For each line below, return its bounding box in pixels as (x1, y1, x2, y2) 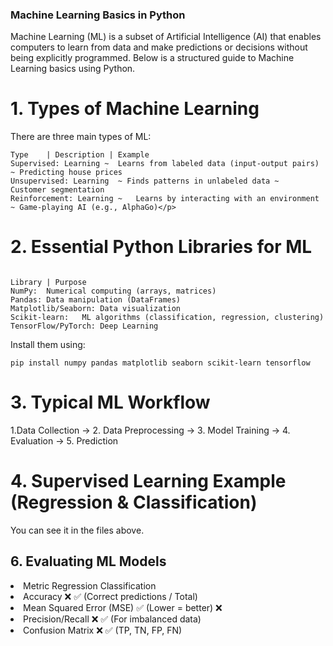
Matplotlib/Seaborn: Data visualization (10, 304, 182, 314)
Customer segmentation (10, 185, 105, 195)
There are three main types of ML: (10, 131, 152, 143)
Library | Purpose (10, 278, 87, 288)
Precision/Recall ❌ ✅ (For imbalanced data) (23, 613, 202, 625)
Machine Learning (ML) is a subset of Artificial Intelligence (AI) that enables (10, 31, 322, 43)
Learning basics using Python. (10, 63, 136, 75)
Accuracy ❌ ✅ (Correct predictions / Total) (23, 590, 198, 602)
